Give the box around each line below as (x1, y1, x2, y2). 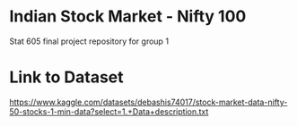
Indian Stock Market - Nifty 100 (9, 6, 247, 27)
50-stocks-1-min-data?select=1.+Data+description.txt (9, 105, 209, 117)
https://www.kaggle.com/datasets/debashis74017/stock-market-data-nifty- (9, 97, 288, 107)
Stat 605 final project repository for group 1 (9, 36, 169, 46)
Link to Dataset (9, 67, 124, 88)
